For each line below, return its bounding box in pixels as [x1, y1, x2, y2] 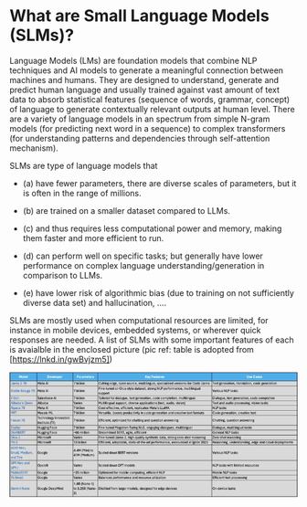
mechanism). [9, 143, 59, 153]
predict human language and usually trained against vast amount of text [9, 84, 281, 95]
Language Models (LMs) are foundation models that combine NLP [9, 55, 258, 66]
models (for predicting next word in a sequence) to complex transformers [9, 122, 286, 133]
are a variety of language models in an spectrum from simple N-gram [9, 113, 270, 124]
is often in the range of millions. [22, 187, 142, 198]
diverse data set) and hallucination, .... [22, 297, 167, 308]
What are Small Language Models [9, 5, 270, 26]
